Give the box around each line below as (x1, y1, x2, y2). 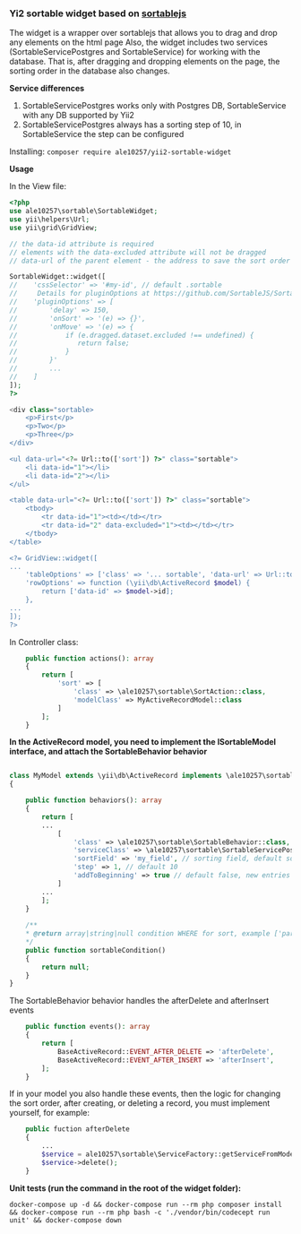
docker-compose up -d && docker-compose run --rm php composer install (9, 1200, 282, 1209)
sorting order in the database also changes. (9, 65, 170, 76)
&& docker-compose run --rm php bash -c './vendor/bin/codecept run (9, 1208, 271, 1217)
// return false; (9, 339, 130, 348)
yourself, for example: (9, 1108, 90, 1118)
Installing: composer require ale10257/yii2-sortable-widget (9, 146, 232, 157)
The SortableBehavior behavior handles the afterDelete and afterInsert (9, 996, 270, 1006)
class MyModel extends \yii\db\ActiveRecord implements (9, 772, 222, 781)
